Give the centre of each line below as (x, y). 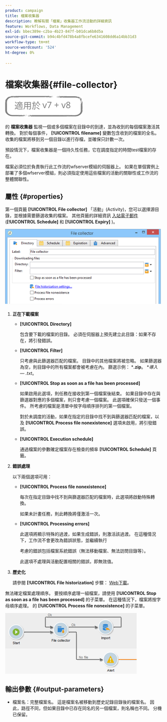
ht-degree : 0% (20, 52)
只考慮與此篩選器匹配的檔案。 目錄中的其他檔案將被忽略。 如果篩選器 (91, 361)
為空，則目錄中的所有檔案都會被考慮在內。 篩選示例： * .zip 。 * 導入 (89, 367)
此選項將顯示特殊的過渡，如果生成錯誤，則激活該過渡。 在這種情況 (88, 534)
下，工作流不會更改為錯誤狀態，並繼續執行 (63, 541)
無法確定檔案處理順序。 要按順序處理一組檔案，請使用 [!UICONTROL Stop (81, 593)
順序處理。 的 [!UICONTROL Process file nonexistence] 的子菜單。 (78, 606)
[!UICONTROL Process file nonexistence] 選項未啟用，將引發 (89, 423)
